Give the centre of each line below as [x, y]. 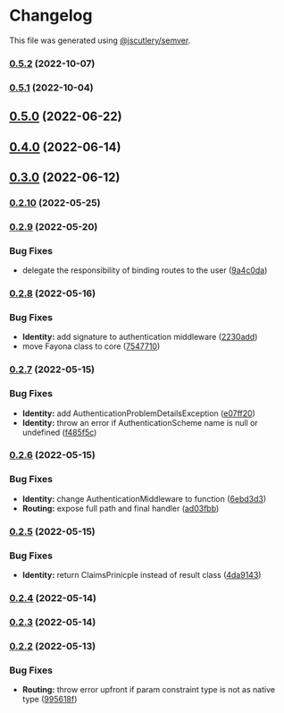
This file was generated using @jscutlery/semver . [100, 40]
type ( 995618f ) [50, 700]
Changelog [51, 16]
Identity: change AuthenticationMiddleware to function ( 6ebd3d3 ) [144, 498]
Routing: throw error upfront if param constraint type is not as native [148, 690]
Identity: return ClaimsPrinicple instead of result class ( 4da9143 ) [142, 574]
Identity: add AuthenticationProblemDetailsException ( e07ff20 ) [139, 413]
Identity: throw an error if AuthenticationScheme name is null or [140, 422]
